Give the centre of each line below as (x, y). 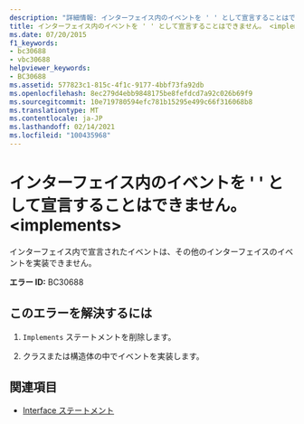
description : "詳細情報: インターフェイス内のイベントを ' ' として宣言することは (149, 18)
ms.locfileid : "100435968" (60, 136)
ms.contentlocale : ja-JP (56, 118)
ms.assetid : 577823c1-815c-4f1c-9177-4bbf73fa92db (107, 85)
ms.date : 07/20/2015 (48, 34)
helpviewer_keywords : (50, 69)
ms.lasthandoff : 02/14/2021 (62, 127)
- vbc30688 (30, 60)
